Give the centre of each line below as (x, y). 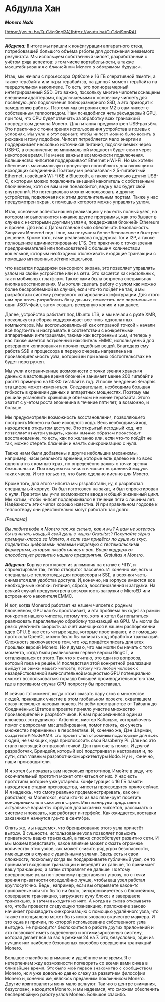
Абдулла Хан (33, 9)
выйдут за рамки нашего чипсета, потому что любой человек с (72, 668)
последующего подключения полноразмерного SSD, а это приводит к (79, 102)
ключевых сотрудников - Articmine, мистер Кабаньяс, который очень (78, 719)
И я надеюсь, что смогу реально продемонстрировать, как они (72, 792)
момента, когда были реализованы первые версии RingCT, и (69, 652)
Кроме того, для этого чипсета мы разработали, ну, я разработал (74, 483)
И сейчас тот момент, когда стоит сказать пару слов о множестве (75, 693)
